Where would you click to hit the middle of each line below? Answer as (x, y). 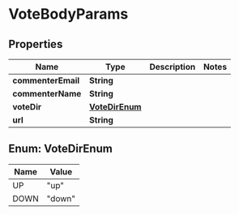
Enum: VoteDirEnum (61, 149)
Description (173, 67)
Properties (36, 44)
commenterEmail (46, 80)
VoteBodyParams (68, 14)
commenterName (47, 94)
